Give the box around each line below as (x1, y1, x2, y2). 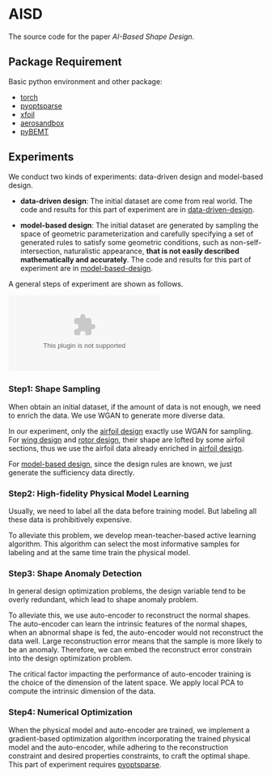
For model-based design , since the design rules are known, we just (8, 459, 233, 469)
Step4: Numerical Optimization (8, 707, 133, 718)
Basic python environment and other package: (8, 76, 163, 86)
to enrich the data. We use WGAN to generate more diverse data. (8, 410, 225, 420)
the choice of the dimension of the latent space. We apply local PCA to (8, 677, 244, 688)
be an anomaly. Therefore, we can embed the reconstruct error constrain (8, 645, 252, 655)
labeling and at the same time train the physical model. (8, 548, 191, 558)
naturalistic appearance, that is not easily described (63, 246, 240, 256)
